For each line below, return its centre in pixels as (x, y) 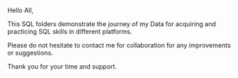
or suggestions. (30, 53)
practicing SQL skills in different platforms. (70, 32)
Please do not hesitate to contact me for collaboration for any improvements (119, 45)
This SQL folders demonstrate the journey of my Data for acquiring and (112, 24)
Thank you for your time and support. (62, 66)
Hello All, (21, 10)
